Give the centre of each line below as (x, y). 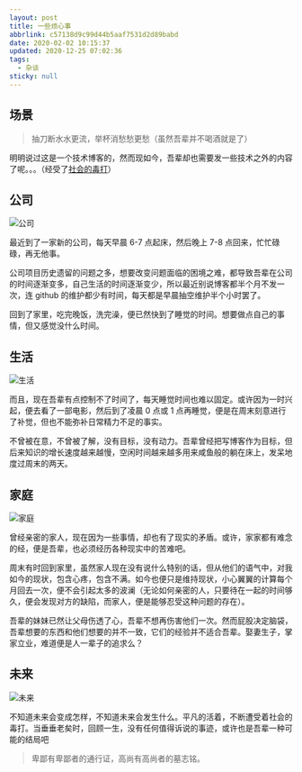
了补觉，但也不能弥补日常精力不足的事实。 (88, 422)
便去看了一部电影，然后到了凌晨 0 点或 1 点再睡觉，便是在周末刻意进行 (155, 411)
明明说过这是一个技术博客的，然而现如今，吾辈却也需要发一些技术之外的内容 (151, 158)
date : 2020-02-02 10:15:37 (60, 43)
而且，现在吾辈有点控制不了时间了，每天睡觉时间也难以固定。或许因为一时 (147, 400)
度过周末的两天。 (41, 464)
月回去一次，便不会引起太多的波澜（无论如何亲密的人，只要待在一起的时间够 (151, 590)
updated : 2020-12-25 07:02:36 (66, 51)
